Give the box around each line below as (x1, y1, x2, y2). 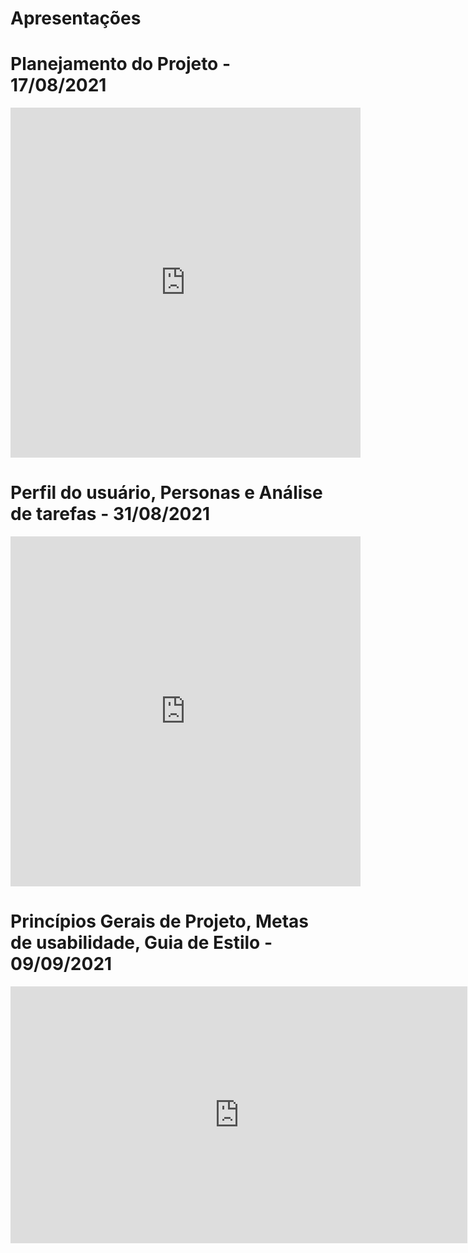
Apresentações (10, 7, 142, 30)
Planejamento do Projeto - (10, 53, 232, 76)
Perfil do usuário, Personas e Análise (10, 482, 323, 504)
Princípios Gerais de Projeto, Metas (10, 910, 309, 933)
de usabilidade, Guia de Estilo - (10, 932, 273, 954)
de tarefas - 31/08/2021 (10, 503, 211, 526)
